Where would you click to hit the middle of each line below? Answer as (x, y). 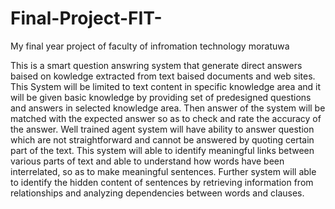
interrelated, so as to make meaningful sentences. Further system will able (163, 171)
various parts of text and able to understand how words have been (147, 161)
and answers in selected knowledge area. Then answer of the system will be (168, 108)
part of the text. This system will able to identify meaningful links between (162, 150)
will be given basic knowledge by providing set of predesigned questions (161, 97)
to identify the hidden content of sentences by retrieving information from (162, 182)
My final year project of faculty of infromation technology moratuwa (150, 46)
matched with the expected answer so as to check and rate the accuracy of (166, 118)
